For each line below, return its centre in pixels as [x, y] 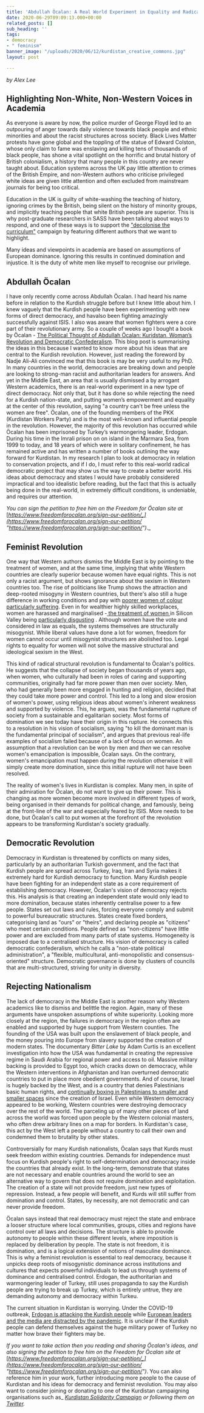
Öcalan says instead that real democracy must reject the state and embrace [101, 1219]
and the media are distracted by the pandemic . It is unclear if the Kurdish [97, 1321]
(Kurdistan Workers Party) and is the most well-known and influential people [102, 419]
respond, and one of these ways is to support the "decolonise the [88, 225]
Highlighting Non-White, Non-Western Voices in [99, 99]
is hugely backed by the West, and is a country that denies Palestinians [95, 1085]
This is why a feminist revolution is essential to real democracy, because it [99, 1257]
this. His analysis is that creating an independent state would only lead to [98, 896]
